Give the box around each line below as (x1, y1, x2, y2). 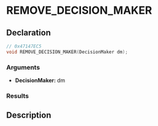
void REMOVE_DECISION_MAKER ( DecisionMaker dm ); (6, 49, 128, 55)
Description (6, 110, 51, 121)
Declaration (6, 28, 51, 38)
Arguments (6, 63, 40, 71)
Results (6, 91, 29, 100)
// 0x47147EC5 (6, 43, 42, 49)
